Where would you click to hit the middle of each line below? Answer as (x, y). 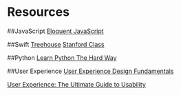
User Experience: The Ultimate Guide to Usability (77, 84)
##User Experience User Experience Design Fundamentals (90, 71)
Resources (39, 12)
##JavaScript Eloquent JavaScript (56, 31)
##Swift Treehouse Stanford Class (56, 44)
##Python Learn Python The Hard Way (62, 57)
